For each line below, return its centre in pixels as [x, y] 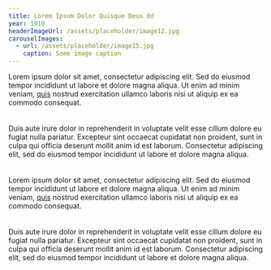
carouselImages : [36, 39]
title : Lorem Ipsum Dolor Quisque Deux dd [81, 16]
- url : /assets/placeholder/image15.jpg [85, 46]
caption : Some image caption [72, 54]
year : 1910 [27, 24]
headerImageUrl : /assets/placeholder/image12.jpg [94, 31]
